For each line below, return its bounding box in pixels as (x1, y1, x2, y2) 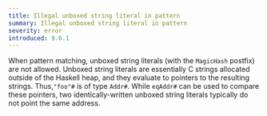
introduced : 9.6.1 (8, 34, 70, 42)
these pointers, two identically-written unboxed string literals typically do (8, 90, 249, 100)
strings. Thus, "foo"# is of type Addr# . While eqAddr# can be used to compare (8, 82, 260, 91)
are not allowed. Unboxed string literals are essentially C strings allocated (8, 65, 250, 74)
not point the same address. (8, 98, 101, 108)
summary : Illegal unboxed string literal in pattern (8, 19, 188, 27)
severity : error (8, 26, 62, 34)
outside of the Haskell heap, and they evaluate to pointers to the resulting (8, 73, 250, 82)
